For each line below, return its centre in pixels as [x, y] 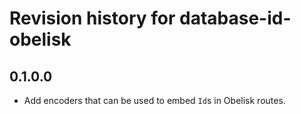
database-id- [235, 18]
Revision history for [92, 18]
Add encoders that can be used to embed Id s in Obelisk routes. [154, 100]
